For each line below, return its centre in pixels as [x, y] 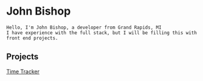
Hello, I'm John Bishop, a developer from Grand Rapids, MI [84, 27]
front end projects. [33, 38]
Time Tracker [23, 71]
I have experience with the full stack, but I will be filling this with [102, 33]
